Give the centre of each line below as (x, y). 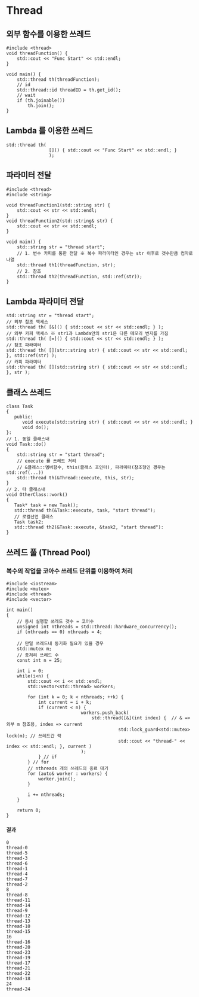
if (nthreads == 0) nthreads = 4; (60, 632)
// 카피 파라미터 (24, 362)
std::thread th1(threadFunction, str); (66, 265)
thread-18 (18, 979)
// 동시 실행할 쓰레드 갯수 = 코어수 (55, 621)
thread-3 (17, 858)
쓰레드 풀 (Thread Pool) (49, 552)
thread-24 (18, 989)
